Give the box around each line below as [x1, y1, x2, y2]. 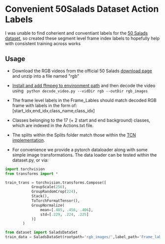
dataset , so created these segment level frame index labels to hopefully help [5, 35, 160, 41]
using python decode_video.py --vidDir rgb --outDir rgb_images [12, 87, 148, 94]
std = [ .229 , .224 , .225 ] [40, 212, 89, 217]
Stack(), [31, 194, 50, 199]
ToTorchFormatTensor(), [31, 198, 80, 203]
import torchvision [5, 166, 45, 171]
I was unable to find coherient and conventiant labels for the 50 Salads [5, 30, 148, 36]
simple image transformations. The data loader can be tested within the [12, 152, 157, 158]
